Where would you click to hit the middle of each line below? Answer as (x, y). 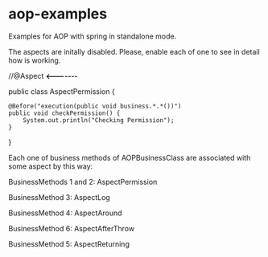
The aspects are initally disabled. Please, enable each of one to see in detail (134, 51)
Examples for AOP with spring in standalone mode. (93, 36)
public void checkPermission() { (64, 113)
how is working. (35, 60)
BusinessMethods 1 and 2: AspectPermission (83, 182)
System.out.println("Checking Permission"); (99, 120)
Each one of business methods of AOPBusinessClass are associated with (130, 157)
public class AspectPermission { (62, 91)
